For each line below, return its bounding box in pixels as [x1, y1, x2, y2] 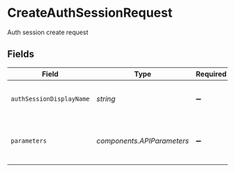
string [97, 94, 116, 103]
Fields [7, 48, 35, 60]
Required [195, 69, 227, 78]
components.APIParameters [97, 136, 190, 145]
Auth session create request [7, 28, 89, 36]
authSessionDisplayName [10, 94, 90, 103]
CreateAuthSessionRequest [7, 5, 173, 21]
